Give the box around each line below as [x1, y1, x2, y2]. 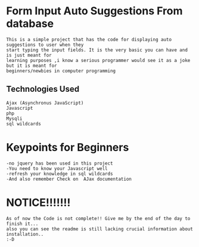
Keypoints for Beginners [6, 140, 129, 154]
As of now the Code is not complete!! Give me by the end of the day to [6, 215, 191, 221]
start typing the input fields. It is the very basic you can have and [6, 47, 188, 53]
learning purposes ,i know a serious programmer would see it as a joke [6, 57, 191, 63]
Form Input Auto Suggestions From [6, 4, 183, 18]
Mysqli [6, 115, 23, 122]
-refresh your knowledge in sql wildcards [6, 171, 113, 177]
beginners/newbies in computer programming [6, 67, 116, 74]
